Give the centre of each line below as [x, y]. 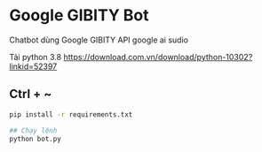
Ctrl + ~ [31, 94]
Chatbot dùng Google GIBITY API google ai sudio [99, 40]
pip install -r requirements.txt [71, 114]
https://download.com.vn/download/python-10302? [158, 57]
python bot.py [36, 139]
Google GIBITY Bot [79, 15]
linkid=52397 [33, 66]
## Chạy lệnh [33, 130]
